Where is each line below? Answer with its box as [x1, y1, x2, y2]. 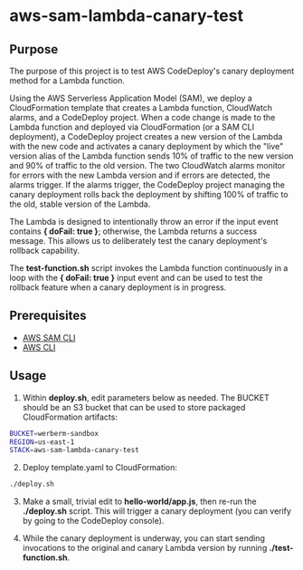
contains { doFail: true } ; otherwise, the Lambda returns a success [9, 226, 258, 237]
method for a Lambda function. [9, 75, 125, 86]
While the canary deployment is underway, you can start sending [22, 533, 265, 544]
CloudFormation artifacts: [22, 411, 118, 422]
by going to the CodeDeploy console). [22, 516, 165, 527]
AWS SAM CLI [22, 332, 76, 343]
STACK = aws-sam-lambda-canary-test [9, 446, 140, 455]
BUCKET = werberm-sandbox [9, 429, 99, 438]
